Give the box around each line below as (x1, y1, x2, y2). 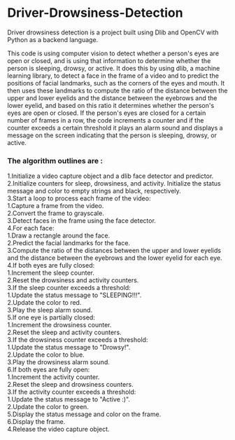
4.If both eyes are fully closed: (7, 261, 95, 270)
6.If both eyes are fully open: (7, 366, 90, 374)
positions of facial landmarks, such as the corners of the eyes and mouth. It (7, 78, 225, 87)
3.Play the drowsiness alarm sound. (7, 358, 111, 366)
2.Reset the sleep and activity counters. (7, 328, 122, 337)
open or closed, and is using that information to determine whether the (7, 56, 211, 64)
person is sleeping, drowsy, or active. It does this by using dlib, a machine (7, 64, 220, 72)
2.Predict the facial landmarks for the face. (7, 239, 131, 247)
